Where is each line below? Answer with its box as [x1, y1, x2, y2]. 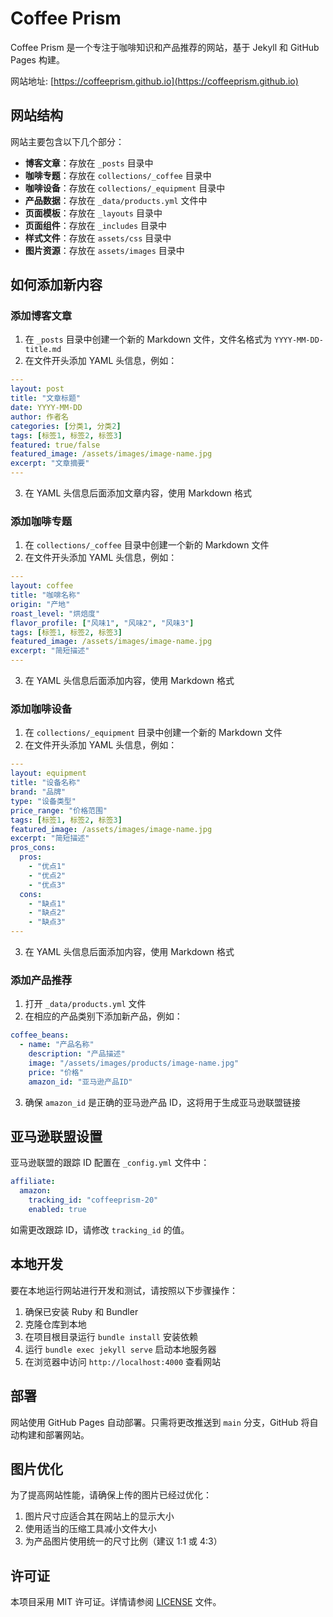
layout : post [10, 384, 65, 394]
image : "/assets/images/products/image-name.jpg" [28, 1058, 240, 1068]
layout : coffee [10, 581, 74, 591]
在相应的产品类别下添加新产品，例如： [24, 1010, 183, 1022]
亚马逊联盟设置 [10, 1128, 103, 1145]
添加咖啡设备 [10, 702, 73, 716]
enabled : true [28, 1205, 87, 1215]
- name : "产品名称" [19, 1040, 95, 1050]
